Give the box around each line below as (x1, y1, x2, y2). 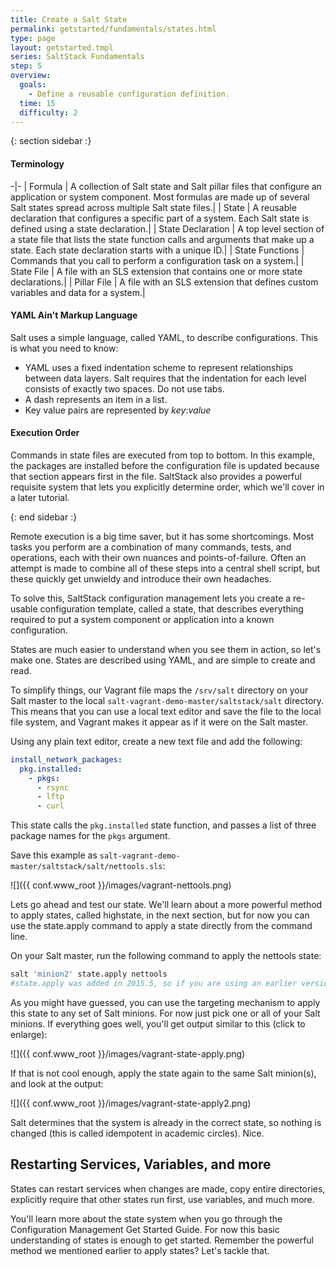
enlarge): (10, 1028, 48, 1040)
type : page (10, 33, 56, 43)
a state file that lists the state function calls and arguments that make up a (10, 233, 315, 245)
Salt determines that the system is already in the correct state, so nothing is (10, 1116, 322, 1128)
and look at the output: (10, 1077, 104, 1090)
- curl (36, 801, 65, 811)
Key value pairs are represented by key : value (24, 404, 212, 416)
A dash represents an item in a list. (24, 393, 168, 405)
